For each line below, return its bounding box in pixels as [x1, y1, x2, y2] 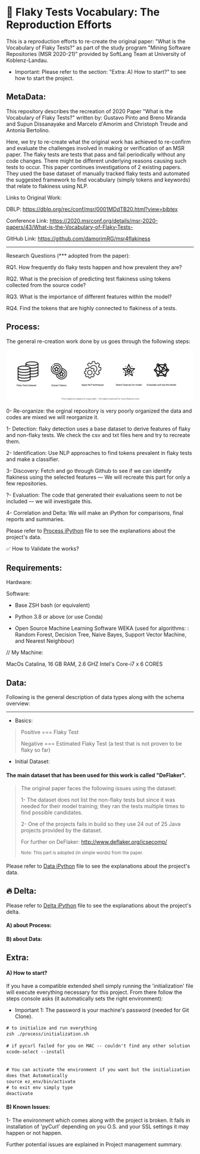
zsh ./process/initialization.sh [6, 1031, 89, 1037]
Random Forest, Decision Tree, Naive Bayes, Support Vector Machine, [14, 631, 186, 638]
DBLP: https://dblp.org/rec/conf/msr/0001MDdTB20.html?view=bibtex [6, 205, 178, 213]
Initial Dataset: [14, 757, 51, 765]
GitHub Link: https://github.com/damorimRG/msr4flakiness [6, 235, 151, 242]
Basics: [14, 717, 33, 724]
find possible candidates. [20, 809, 83, 816]
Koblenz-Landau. [6, 57, 49, 64]
